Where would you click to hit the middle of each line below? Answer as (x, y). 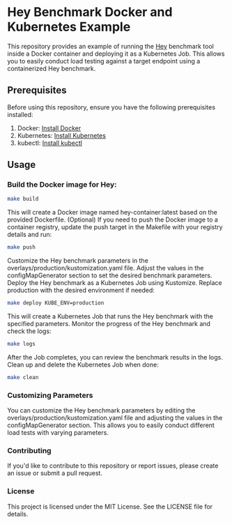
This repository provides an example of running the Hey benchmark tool (110, 46)
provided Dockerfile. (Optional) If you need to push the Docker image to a (113, 219)
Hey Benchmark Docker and (90, 12)
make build (23, 199)
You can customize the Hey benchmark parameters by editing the (101, 410)
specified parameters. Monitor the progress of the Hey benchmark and (109, 324)
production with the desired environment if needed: (81, 291)
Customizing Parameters (50, 395)
